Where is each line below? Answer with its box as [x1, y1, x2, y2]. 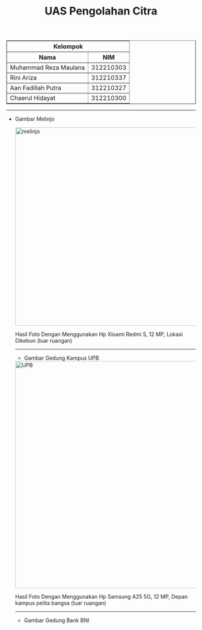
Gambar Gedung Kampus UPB [23, 354, 99, 362]
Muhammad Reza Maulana [10, 63, 85, 72]
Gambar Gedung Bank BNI [23, 617, 90, 624]
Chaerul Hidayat [10, 94, 56, 102]
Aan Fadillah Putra [10, 84, 61, 92]
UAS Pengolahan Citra [44, 4, 158, 18]
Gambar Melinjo [14, 116, 55, 123]
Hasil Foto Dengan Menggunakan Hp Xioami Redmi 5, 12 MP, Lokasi [14, 331, 183, 338]
